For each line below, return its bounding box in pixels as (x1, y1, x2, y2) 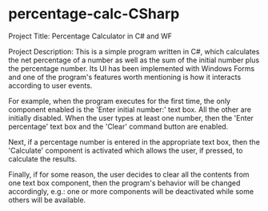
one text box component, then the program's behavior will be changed (8, 177, 241, 188)
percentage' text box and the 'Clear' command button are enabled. (8, 121, 229, 131)
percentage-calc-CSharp (8, 5, 180, 23)
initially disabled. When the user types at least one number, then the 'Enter (8, 113, 254, 122)
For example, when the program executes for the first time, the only (8, 96, 230, 105)
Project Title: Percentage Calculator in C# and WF (8, 31, 173, 41)
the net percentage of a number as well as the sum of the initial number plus (8, 55, 260, 65)
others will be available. (8, 195, 86, 205)
